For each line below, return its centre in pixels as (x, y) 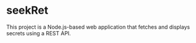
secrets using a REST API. (39, 33)
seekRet (27, 10)
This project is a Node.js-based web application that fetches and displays (98, 27)
